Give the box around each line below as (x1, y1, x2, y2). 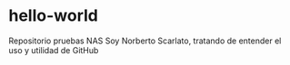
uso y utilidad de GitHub (8, 44, 99, 55)
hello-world (8, 5, 99, 26)
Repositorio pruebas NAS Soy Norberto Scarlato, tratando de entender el (8, 35, 282, 46)
